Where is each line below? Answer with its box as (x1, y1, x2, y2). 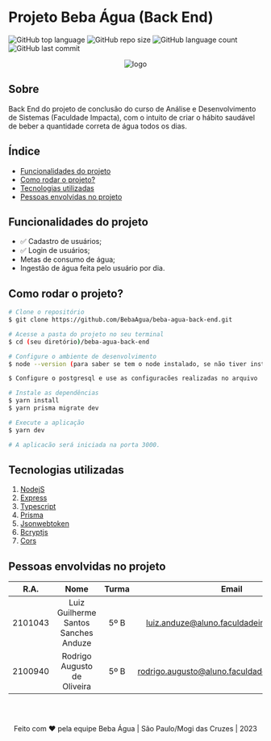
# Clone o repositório (8, 308, 85, 317)
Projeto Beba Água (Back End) (8, 8, 214, 27)
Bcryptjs (19, 528, 48, 537)
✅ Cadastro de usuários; (19, 237, 102, 246)
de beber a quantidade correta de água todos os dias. (8, 121, 188, 131)
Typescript (19, 502, 56, 512)
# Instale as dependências (8, 389, 99, 398)
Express (19, 493, 48, 503)
